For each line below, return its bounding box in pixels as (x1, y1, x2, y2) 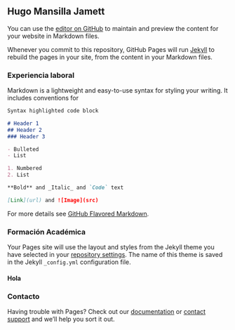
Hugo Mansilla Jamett (7, 6, 105, 18)
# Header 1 (7, 119, 39, 127)
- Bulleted (7, 145, 39, 153)
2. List (7, 171, 30, 178)
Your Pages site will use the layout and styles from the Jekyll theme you (7, 243, 215, 251)
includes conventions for (7, 94, 79, 103)
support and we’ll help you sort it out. (7, 315, 115, 324)
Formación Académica (7, 227, 86, 237)
